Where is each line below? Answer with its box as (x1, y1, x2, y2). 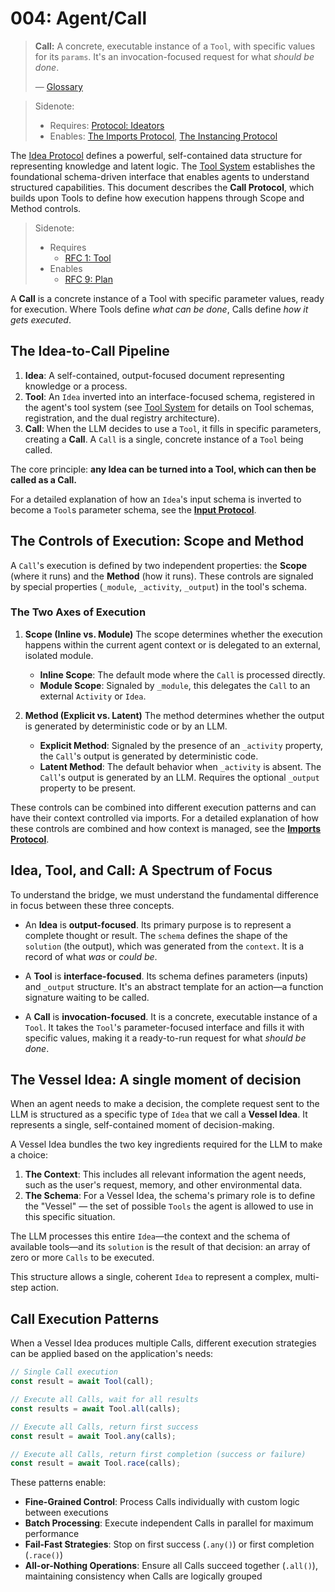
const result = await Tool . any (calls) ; (10, 1431, 177, 1441)
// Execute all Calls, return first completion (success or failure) (10, 1449, 307, 1459)
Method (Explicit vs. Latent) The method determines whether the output (24, 709, 325, 721)
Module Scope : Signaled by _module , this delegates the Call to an (39, 679, 311, 691)
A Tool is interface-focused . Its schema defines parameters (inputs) (24, 970, 309, 982)
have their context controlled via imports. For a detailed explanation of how (10, 812, 319, 824)
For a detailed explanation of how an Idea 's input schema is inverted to (10, 493, 302, 505)
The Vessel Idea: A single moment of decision (10, 1072, 302, 1089)
